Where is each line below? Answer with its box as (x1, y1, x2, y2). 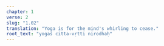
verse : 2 (6, 14, 29, 20)
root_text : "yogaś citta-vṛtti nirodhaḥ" (6, 31, 113, 37)
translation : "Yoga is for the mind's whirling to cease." (6, 25, 159, 32)
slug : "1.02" (6, 20, 39, 26)
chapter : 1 (6, 8, 34, 15)
